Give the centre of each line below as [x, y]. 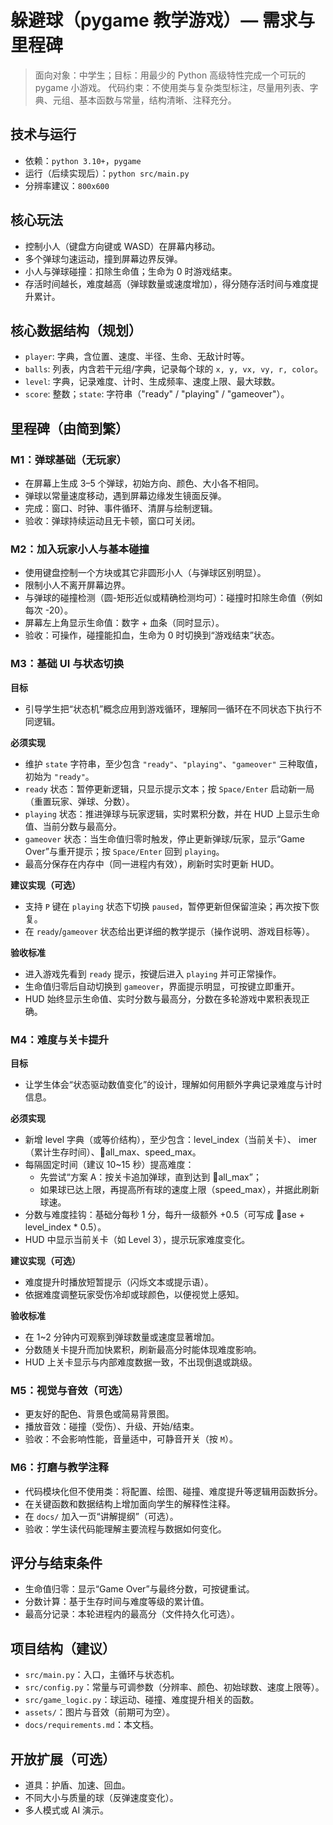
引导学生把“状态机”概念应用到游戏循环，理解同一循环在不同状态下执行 [169, 708]
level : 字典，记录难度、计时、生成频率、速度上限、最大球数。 [152, 382]
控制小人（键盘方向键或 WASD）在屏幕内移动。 [122, 246]
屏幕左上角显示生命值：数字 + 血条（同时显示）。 [124, 623]
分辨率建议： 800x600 [67, 185]
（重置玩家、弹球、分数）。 [79, 801]
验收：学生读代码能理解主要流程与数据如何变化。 [125, 1528]
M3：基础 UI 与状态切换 [67, 664]
